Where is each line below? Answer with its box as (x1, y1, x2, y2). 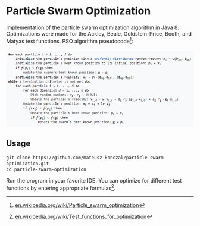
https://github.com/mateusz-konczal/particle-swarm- (32, 155, 167, 161)
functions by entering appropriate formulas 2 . (6, 183, 116, 192)
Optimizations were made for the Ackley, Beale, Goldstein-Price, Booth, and (6, 30, 192, 37)
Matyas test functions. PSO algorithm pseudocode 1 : (6, 36, 133, 45)
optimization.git (6, 161, 49, 167)
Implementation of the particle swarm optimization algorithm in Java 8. (6, 24, 180, 31)
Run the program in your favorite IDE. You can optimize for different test (6, 177, 182, 184)
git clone (6, 155, 31, 161)
